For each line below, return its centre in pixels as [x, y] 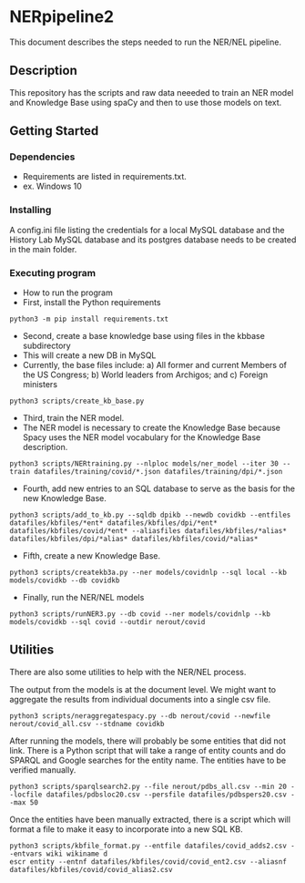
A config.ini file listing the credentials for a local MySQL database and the [147, 230]
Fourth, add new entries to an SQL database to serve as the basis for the [159, 488]
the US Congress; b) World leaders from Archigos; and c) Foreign [145, 375]
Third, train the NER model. [73, 418]
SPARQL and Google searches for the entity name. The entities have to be [148, 760]
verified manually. [43, 770]
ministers [40, 385]
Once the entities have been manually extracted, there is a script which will [150, 819]
